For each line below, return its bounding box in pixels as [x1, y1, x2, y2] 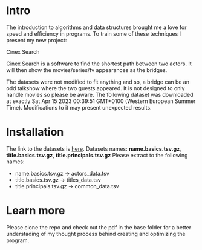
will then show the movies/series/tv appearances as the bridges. [6, 66, 168, 73]
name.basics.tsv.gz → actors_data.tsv [15, 169, 110, 177]
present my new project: [6, 36, 67, 44]
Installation [6, 125, 64, 139]
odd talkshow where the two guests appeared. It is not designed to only [6, 84, 185, 91]
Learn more [6, 204, 65, 218]
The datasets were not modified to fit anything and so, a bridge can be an [6, 78, 189, 85]
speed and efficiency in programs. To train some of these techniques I [6, 30, 181, 37]
